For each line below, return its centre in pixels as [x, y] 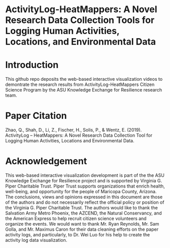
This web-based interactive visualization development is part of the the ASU [85, 175]
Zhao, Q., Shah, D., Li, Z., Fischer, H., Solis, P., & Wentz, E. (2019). [74, 130]
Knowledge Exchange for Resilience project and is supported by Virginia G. [84, 181]
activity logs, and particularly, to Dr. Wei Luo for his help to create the [78, 235]
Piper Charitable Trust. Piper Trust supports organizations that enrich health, [85, 186]
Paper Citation [36, 116]
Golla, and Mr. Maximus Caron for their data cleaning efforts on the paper [82, 229]
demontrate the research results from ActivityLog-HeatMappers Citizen [80, 84]
